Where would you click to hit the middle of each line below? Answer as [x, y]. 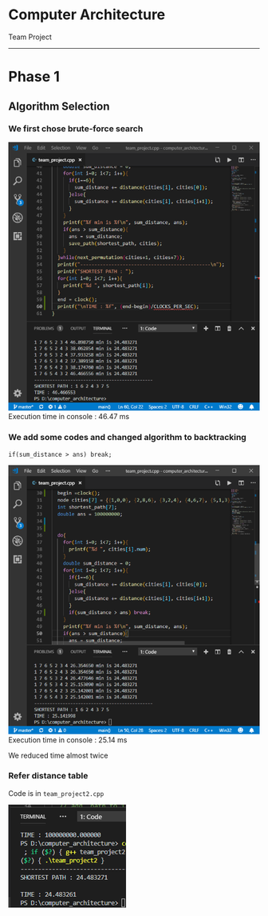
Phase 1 [34, 77]
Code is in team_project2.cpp [56, 793]
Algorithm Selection [59, 106]
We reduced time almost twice [58, 755]
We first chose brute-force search [76, 129]
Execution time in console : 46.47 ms [69, 417]
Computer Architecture [87, 15]
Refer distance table [48, 776]
